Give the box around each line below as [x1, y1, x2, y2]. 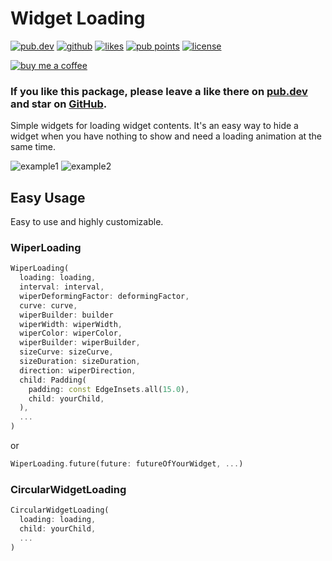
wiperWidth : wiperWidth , [19, 319, 123, 329]
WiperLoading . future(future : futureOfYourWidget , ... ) [10, 459, 244, 469]
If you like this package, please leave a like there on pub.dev [10, 84, 308, 98]
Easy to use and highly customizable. [10, 216, 164, 228]
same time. [10, 141, 57, 153]
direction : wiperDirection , [19, 365, 137, 376]
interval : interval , [19, 282, 105, 292]
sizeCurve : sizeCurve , [19, 347, 114, 357]
